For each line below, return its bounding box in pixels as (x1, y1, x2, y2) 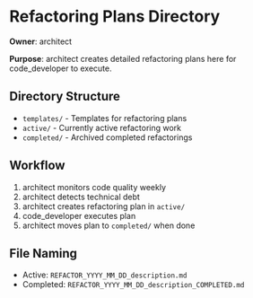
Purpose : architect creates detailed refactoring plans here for (9, 53, 237, 64)
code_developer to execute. (9, 63, 112, 74)
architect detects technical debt (22, 191, 141, 202)
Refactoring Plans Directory (9, 6, 221, 27)
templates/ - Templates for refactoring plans (22, 112, 188, 123)
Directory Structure (9, 89, 121, 104)
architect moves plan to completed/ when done (22, 220, 196, 231)
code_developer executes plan (22, 210, 136, 221)
